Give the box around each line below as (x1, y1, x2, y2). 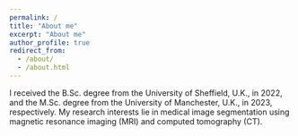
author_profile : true (9, 38, 91, 47)
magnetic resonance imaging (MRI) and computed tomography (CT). (9, 115, 263, 126)
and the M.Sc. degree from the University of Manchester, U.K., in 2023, (9, 97, 273, 107)
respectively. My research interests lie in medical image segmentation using (9, 106, 290, 117)
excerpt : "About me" (9, 30, 87, 38)
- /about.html (17, 64, 70, 72)
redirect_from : (9, 47, 66, 55)
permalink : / (9, 13, 58, 22)
